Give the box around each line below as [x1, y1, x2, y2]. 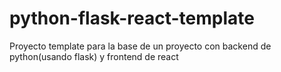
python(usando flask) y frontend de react [9, 50, 179, 62]
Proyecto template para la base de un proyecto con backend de [9, 40, 272, 52]
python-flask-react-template [9, 7, 255, 30]
